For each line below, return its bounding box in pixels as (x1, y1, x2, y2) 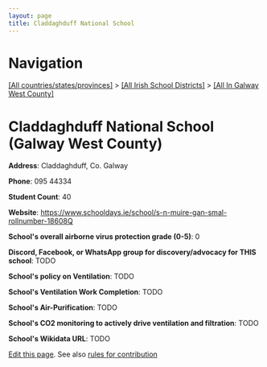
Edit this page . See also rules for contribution (8, 349, 158, 359)
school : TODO (8, 256, 56, 266)
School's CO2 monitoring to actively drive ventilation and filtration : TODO (8, 319, 259, 328)
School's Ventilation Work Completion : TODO (8, 287, 163, 297)
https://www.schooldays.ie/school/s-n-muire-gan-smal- (39, 208, 228, 217)
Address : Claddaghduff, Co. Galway (8, 161, 129, 171)
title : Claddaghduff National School (8, 19, 135, 27)
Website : (8, 208, 39, 217)
